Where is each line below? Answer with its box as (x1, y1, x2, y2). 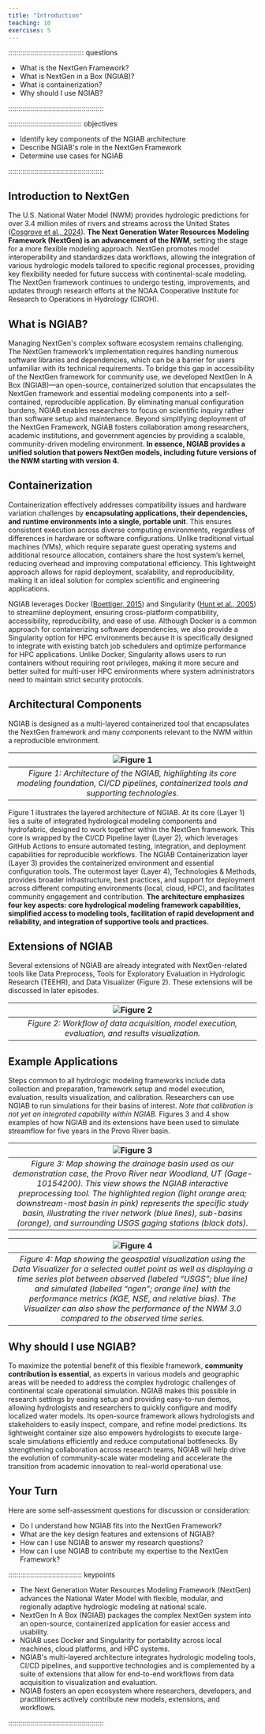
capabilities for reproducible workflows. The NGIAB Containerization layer (8, 849, 248, 859)
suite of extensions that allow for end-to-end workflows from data (19, 1669, 234, 1679)
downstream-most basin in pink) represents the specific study (16, 1198, 249, 1209)
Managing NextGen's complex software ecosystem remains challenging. (8, 338, 244, 348)
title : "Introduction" (8, 11, 83, 20)
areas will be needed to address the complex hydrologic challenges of (8, 1377, 237, 1388)
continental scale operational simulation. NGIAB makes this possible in (8, 1386, 237, 1396)
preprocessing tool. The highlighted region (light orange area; (18, 1188, 247, 1199)
